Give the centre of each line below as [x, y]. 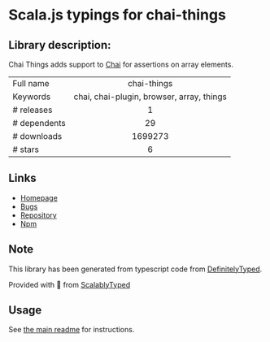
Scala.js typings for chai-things [117, 15]
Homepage [39, 197]
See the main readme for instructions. [72, 330]
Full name [31, 83]
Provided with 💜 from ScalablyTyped [70, 284]
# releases [33, 110]
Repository [38, 215]
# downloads [37, 136]
